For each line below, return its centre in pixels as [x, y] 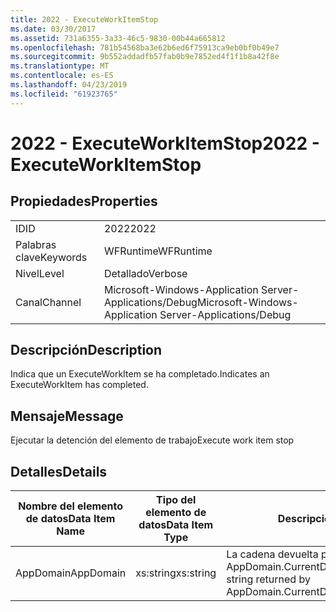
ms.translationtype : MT [60, 66]
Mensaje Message [67, 416]
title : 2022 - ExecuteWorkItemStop [84, 19]
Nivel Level [40, 273]
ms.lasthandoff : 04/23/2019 [69, 85]
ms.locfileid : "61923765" [64, 94]
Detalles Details [59, 471]
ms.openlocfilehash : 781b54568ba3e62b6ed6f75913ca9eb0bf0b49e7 [145, 47]
